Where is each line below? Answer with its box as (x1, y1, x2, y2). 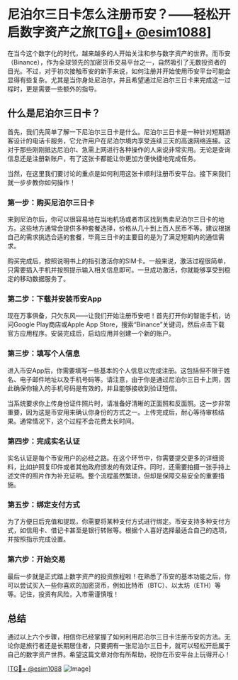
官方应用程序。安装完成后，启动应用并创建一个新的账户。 (7, 329, 175, 338)
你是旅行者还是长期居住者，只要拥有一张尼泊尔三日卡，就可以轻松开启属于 (13, 642, 231, 650)
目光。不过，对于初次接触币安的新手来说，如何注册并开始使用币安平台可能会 (7, 67, 231, 75)
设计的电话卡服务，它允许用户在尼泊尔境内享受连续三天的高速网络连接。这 (13, 136, 231, 145)
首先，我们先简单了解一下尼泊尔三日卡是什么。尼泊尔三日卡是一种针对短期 (7, 127, 225, 136)
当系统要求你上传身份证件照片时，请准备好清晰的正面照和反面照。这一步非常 (7, 399, 231, 407)
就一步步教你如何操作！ (7, 178, 76, 187)
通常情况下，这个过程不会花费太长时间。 (19, 417, 138, 425)
